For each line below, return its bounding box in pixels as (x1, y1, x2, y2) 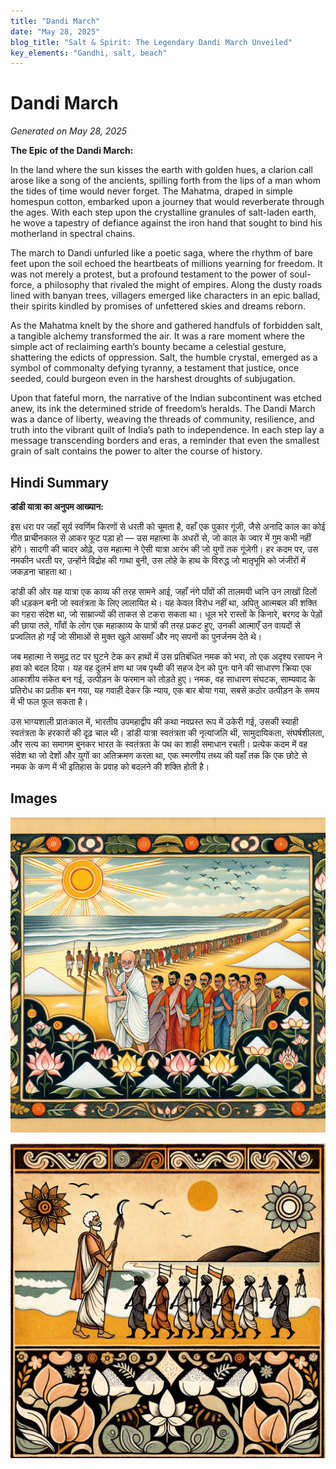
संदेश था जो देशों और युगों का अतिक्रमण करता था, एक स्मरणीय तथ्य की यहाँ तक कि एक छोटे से (10, 750, 308, 761)
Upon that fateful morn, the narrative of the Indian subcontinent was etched (10, 392, 322, 404)
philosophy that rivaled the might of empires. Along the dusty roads (44, 279, 323, 291)
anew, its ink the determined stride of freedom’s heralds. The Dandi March (10, 403, 316, 415)
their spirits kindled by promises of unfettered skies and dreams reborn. (10, 300, 306, 312)
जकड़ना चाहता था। (10, 566, 73, 577)
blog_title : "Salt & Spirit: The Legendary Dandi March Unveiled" (10, 37, 293, 47)
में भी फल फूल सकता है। (10, 696, 89, 707)
